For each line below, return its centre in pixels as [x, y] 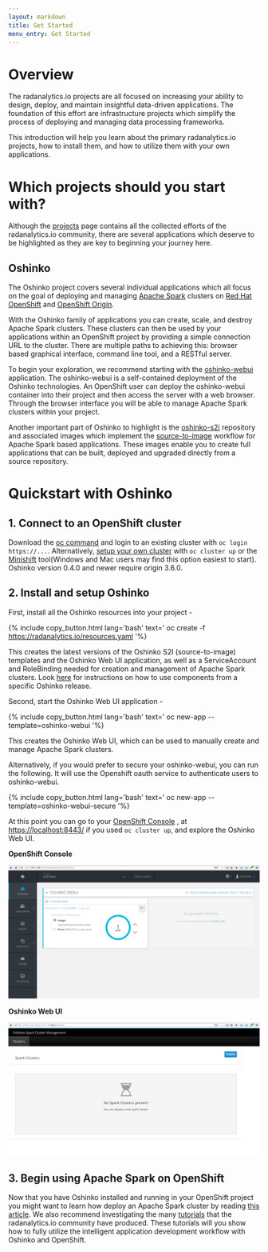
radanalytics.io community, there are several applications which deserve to [132, 234]
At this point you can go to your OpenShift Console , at [98, 821]
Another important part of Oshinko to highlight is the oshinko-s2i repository [132, 427]
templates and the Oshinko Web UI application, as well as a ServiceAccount [132, 660]
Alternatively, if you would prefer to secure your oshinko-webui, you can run [134, 765]
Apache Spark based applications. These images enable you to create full [130, 445]
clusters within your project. [54, 412]
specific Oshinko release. [50, 686]
